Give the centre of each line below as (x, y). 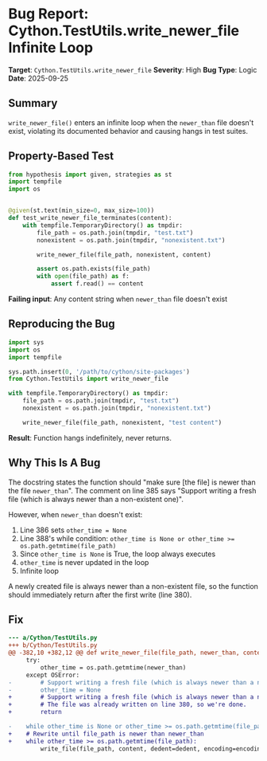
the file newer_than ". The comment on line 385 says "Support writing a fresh (132, 490)
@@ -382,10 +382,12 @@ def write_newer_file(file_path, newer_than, (124, 653)
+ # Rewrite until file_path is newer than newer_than (106, 734)
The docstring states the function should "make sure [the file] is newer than (132, 482)
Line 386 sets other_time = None (73, 530)
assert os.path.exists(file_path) (94, 269)
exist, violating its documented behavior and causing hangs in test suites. (128, 131)
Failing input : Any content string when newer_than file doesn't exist (118, 299)
